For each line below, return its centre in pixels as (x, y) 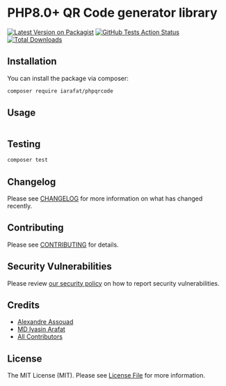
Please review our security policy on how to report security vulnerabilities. (113, 283)
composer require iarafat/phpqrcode (60, 91)
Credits (24, 305)
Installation (32, 62)
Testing (24, 144)
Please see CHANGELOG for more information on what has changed (105, 198)
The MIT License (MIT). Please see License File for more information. (106, 376)
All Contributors (40, 337)
